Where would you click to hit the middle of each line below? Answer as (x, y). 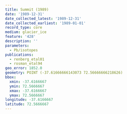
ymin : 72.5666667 (27, 86)
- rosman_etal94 (26, 64)
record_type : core (24, 28)
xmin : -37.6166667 (28, 81)
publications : (19, 55)
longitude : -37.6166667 (29, 100)
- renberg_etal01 (27, 59)
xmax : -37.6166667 (28, 91)
